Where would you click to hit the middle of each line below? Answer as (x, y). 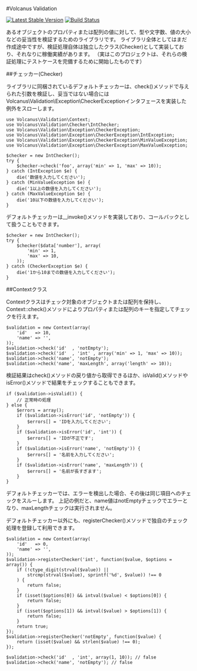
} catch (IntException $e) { (42, 171)
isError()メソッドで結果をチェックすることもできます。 (72, 383)
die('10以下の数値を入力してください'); (60, 200)
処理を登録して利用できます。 (42, 528)
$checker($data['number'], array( (59, 246)
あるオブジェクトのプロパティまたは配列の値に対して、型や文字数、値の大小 (98, 32)
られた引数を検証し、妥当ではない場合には (58, 94)
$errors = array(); (41, 410)
